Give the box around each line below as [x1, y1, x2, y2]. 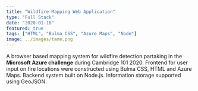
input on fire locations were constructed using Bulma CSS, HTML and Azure [6, 65, 192, 72]
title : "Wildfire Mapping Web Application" [6, 8, 116, 15]
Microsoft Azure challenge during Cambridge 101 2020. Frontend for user [6, 59, 188, 66]
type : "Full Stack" [6, 14, 55, 20]
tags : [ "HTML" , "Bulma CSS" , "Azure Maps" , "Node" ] [6, 31, 137, 37]
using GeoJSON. [6, 78, 48, 85]
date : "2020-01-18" [6, 20, 55, 26]
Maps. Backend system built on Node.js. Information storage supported [6, 72, 181, 79]
